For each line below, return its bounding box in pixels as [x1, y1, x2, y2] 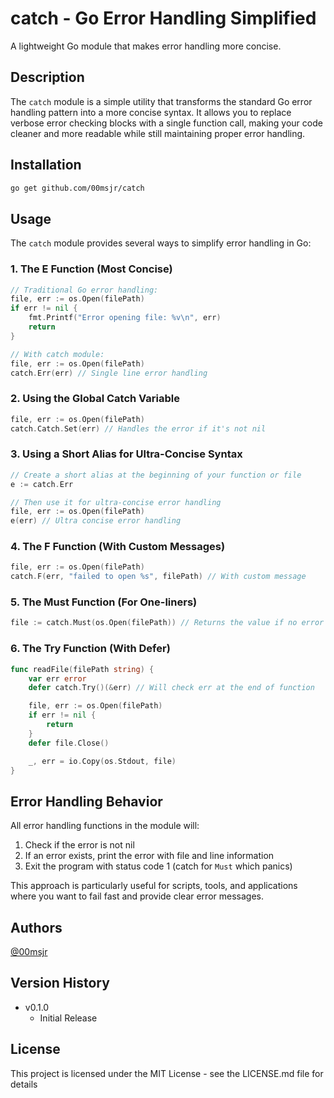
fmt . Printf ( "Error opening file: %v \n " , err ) [28, 313, 222, 323]
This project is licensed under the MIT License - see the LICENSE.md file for [10, 1067, 324, 1079]
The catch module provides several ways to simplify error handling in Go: [10, 237, 312, 249]
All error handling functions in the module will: [10, 820, 200, 832]
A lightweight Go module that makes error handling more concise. [10, 40, 282, 52]
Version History [10, 975, 110, 992]
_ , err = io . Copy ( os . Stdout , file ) [28, 756, 177, 766]
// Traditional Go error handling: [10, 285, 159, 295]
